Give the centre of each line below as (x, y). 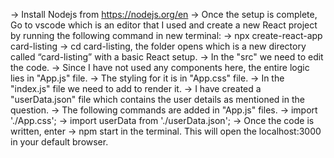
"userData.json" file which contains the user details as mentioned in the (157, 99)
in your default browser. (59, 142)
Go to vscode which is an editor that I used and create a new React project (164, 25)
